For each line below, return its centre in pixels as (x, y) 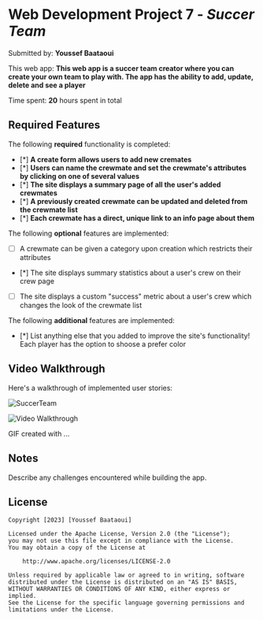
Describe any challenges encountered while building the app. (107, 477)
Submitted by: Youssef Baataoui (61, 53)
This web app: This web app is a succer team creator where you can (121, 68)
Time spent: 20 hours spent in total (65, 100)
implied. (22, 596)
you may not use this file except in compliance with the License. (121, 541)
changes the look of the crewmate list (81, 305)
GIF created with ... (39, 433)
